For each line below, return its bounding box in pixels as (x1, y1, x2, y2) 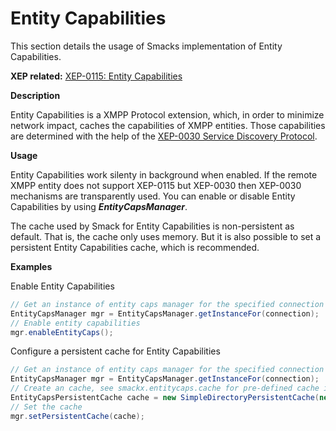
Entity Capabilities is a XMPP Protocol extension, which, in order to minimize (10, 108, 325, 121)
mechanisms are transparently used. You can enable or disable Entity (10, 190, 296, 202)
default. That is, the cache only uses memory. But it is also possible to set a (10, 230, 322, 242)
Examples (10, 260, 53, 272)
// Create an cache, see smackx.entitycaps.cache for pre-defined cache (10, 383, 320, 394)
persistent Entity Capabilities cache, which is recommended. (10, 241, 260, 253)
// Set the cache (10, 402, 83, 412)
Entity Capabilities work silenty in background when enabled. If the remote (10, 168, 318, 181)
